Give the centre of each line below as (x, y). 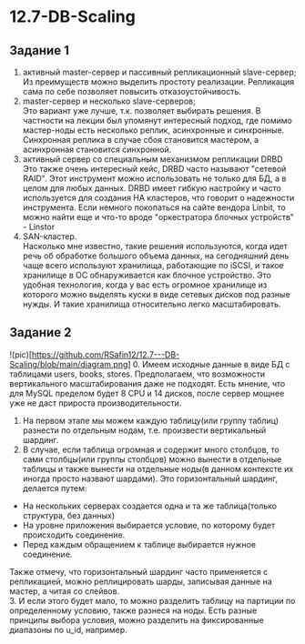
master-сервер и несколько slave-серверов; (109, 101)
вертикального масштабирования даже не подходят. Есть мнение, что (147, 383)
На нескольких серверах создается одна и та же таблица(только (150, 506)
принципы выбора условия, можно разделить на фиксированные (137, 619)
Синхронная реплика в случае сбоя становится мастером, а (141, 140)
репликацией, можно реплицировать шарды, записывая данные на (141, 581)
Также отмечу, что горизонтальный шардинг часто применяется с (139, 571)
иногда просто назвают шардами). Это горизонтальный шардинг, (150, 478)
